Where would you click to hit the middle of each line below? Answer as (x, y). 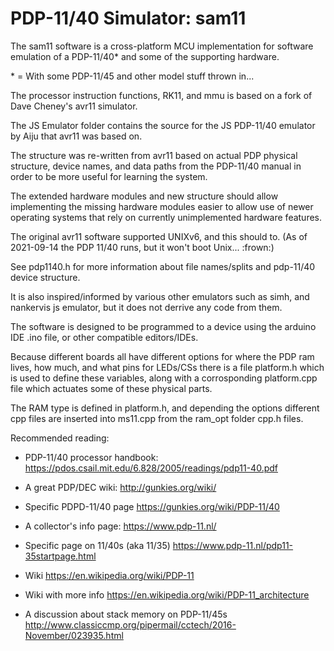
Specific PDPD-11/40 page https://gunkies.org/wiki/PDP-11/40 (152, 506)
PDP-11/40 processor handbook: (91, 457)
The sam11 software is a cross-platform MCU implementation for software (162, 46)
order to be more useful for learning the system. (109, 176)
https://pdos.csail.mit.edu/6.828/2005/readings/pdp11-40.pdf (151, 468)
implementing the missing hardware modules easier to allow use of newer (162, 206)
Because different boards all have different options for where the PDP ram (162, 356)
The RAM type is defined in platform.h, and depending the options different (165, 408)
